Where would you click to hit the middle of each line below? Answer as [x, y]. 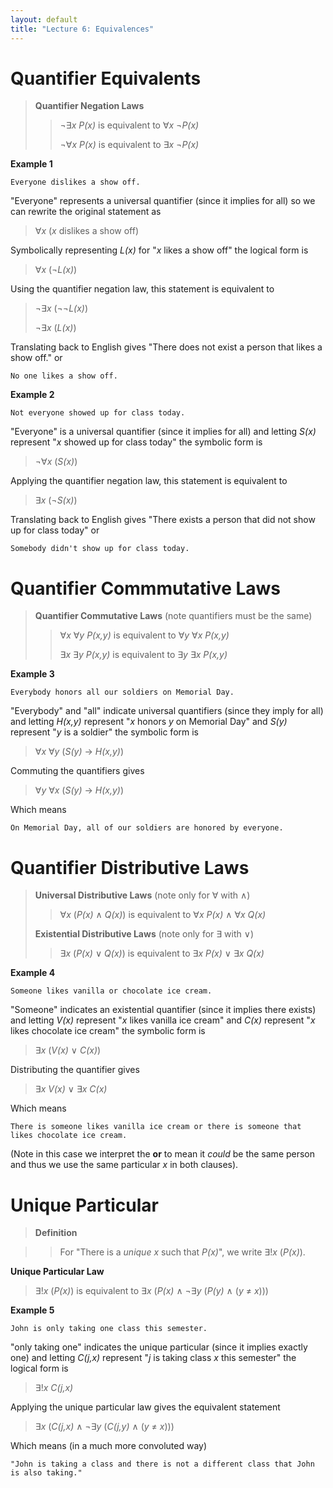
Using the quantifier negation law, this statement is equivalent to [142, 289]
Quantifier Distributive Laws [130, 867]
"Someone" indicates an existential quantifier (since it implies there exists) [163, 1010]
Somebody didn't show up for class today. [100, 549]
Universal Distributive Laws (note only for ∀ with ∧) [142, 895]
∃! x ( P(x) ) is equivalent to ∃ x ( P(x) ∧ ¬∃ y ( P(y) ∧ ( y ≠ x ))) [151, 1291]
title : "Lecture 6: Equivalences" [82, 29]
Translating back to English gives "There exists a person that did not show [163, 520]
